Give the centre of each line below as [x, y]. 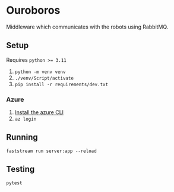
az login [26, 119]
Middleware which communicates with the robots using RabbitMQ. [87, 27]
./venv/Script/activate [44, 78]
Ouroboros [33, 10]
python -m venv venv [40, 72]
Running [22, 137]
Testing [20, 169]
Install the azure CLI [39, 112]
